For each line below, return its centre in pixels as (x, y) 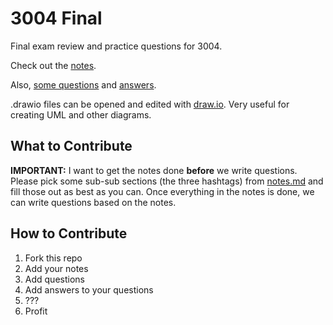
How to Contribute (69, 233)
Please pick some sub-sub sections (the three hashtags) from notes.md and (167, 181)
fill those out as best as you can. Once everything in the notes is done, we (162, 191)
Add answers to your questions (89, 289)
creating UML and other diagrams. (81, 114)
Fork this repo (53, 258)
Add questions (54, 279)
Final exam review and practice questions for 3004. (116, 46)
